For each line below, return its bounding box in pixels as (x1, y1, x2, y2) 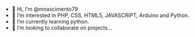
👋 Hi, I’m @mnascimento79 (11, 6, 78, 12)
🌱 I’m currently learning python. (11, 18, 89, 25)
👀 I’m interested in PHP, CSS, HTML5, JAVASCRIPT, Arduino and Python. (11, 12, 190, 19)
